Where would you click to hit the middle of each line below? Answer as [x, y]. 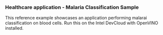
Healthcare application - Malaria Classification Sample [72, 7]
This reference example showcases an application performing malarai [76, 18]
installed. [14, 28]
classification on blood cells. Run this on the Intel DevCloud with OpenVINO [82, 23]
